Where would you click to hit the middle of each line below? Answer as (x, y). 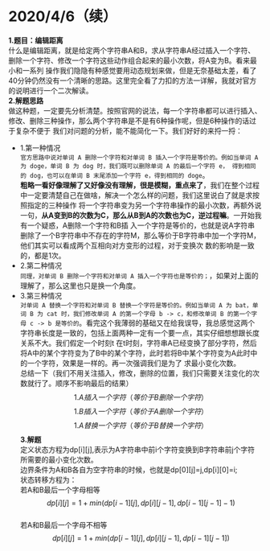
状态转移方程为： (48, 479)
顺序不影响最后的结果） (94, 383)
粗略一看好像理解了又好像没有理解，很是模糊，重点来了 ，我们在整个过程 (139, 185)
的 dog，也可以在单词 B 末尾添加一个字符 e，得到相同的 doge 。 (115, 175)
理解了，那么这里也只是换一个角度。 (80, 286)
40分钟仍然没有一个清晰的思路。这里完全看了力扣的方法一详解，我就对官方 (133, 80)
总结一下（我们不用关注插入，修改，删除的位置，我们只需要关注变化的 (136, 373)
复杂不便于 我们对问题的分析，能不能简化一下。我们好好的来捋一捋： (129, 130)
